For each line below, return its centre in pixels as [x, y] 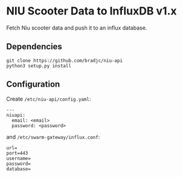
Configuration [33, 85]
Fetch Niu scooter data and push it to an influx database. [77, 28]
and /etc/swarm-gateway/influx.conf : [53, 137]
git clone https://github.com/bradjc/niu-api [64, 61]
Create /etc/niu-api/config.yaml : [49, 99]
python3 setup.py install [39, 66]
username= [19, 158]
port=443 [17, 153]
